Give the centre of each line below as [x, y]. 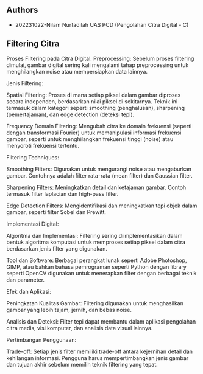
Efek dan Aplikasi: [29, 291]
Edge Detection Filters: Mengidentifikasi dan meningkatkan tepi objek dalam [102, 206]
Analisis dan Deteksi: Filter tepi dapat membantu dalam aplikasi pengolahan [101, 321]
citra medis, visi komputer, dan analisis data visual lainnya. [80, 328]
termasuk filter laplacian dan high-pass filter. [62, 193]
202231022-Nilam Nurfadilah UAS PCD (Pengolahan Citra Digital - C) [102, 24]
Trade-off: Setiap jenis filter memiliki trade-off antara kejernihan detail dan [100, 351]
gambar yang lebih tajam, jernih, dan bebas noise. [69, 310]
